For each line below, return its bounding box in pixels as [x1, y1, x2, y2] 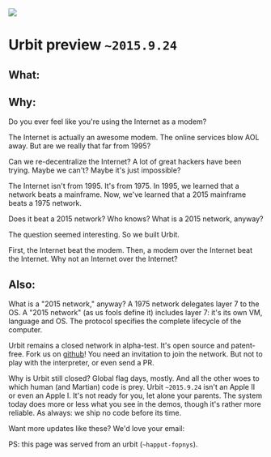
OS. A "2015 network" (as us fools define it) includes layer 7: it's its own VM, [8, 308, 263, 318]
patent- [231, 340, 256, 351]
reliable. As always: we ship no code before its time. [8, 408, 182, 418]
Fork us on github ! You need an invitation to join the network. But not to [25, 349, 263, 359]
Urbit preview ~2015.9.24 [8, 36, 178, 54]
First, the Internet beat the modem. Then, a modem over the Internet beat [8, 246, 253, 255]
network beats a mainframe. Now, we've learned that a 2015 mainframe [8, 190, 247, 199]
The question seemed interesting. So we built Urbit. [8, 230, 180, 240]
